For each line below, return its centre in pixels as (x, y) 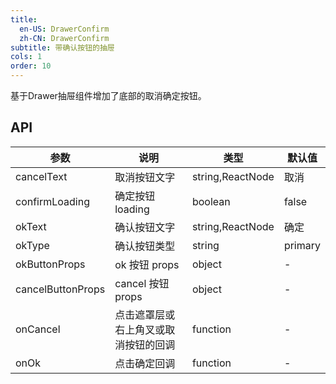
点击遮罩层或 (145, 314)
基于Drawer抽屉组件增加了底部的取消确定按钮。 (108, 95)
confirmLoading (52, 201)
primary (302, 245)
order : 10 (31, 66)
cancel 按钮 (142, 283)
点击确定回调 (145, 363)
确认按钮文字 (145, 227)
